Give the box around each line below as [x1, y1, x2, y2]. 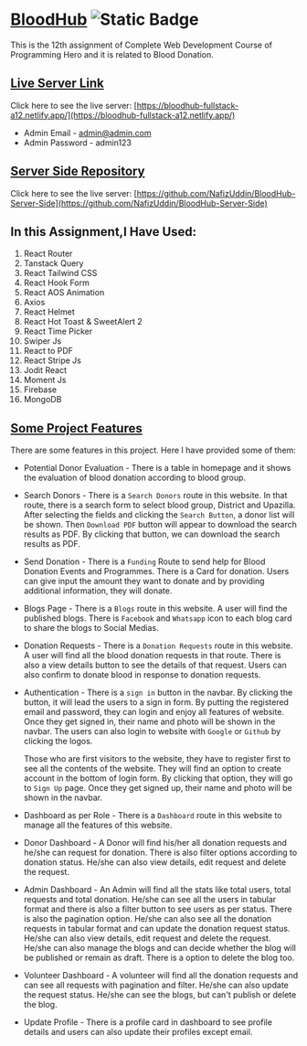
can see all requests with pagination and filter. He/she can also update [23, 979, 289, 991]
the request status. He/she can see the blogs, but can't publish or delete [23, 989, 297, 1000]
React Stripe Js [23, 355, 81, 366]
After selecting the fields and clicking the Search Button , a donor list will [23, 509, 295, 520]
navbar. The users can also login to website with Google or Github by [23, 726, 281, 737]
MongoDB [23, 394, 62, 405]
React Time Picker [23, 326, 93, 337]
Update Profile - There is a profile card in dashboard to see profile [23, 1017, 273, 1028]
